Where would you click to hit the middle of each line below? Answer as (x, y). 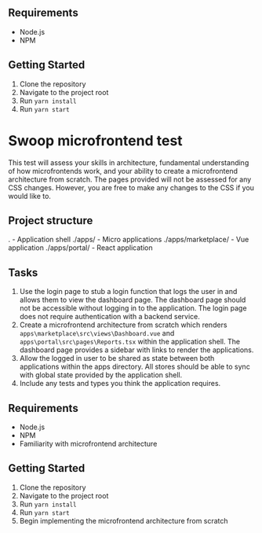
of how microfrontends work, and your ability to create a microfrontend (123, 171)
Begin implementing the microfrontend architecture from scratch (124, 520)
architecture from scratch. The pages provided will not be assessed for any (130, 179)
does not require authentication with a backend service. (109, 317)
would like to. (29, 196)
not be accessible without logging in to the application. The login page (133, 308)
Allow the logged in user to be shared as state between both (117, 358)
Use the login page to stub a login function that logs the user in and (128, 292)
